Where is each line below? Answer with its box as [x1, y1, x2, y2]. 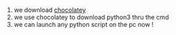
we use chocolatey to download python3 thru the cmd [13, 13, 169, 21]
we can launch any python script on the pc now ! [13, 21, 154, 28]
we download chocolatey [13, 6, 86, 14]
